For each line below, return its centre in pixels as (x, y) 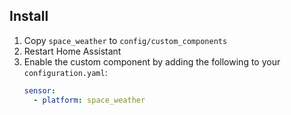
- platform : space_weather (89, 100)
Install (29, 16)
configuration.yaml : (65, 72)
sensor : (39, 90)
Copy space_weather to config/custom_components (125, 40)
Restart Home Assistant (72, 51)
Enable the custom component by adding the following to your (152, 61)
